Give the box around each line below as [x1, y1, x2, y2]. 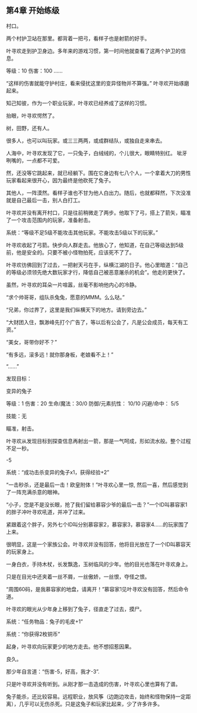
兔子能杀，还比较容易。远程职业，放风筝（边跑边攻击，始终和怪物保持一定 [6, 693, 186, 700]
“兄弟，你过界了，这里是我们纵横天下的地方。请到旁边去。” [6, 306, 147, 313]
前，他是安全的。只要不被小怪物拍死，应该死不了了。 [6, 249, 135, 256]
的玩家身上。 [6, 548, 37, 555]
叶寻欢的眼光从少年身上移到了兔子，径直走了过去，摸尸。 [6, 605, 145, 612]
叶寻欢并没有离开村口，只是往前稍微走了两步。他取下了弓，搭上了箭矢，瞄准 [6, 209, 191, 216]
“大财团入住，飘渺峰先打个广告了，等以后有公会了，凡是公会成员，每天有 [6, 318, 184, 325]
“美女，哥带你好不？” [6, 338, 57, 345]
